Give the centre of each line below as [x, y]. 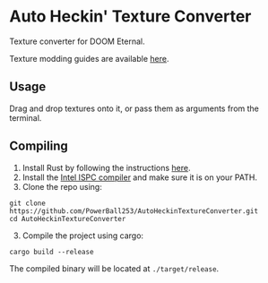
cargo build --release [52, 252]
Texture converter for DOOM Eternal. [77, 41]
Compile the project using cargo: [83, 236]
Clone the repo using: [62, 186]
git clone [28, 203]
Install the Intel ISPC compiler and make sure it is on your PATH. [140, 177]
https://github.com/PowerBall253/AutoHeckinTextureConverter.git [134, 211]
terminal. [26, 117]
